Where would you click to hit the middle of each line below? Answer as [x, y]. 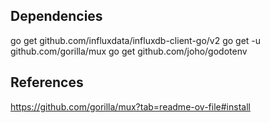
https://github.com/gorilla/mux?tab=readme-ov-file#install [130, 106]
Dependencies [56, 16]
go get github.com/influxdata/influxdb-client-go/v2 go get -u [136, 40]
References [47, 82]
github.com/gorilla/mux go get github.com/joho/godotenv [129, 51]
